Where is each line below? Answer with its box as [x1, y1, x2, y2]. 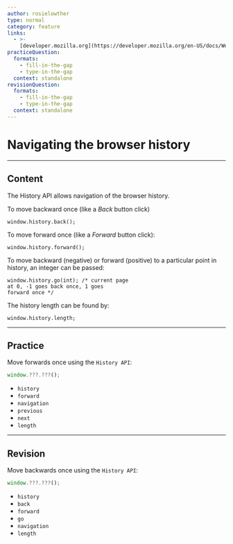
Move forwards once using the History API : [7, 358, 132, 366]
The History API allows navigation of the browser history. [7, 192, 170, 200]
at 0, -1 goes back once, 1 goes [7, 282, 104, 290]
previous [17, 407, 43, 415]
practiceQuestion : [7, 49, 60, 56]
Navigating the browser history [7, 137, 191, 153]
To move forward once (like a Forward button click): [7, 230, 155, 239]
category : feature [7, 23, 60, 30]
